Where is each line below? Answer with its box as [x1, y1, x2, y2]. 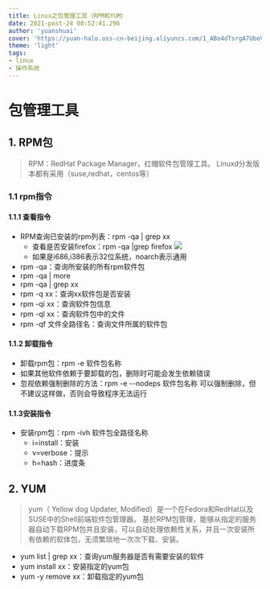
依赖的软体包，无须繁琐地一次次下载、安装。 [35, 534, 183, 544]
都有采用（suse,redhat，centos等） [35, 168, 154, 178]
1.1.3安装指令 [8, 408, 51, 418]
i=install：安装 [31, 438, 80, 447]
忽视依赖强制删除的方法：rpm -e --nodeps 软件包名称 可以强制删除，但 [19, 379, 256, 389]
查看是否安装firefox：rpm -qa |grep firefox [31, 241, 173, 251]
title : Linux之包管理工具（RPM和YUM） [8, 11, 127, 20]
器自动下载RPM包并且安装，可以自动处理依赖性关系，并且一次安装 [27, 525, 248, 534]
